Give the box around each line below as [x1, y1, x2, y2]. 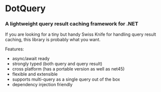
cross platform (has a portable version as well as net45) [12, 66, 125, 72]
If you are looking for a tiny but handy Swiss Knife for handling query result [5, 31, 157, 37]
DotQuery [5, 3, 46, 14]
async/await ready [12, 56, 50, 62]
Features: [5, 46, 24, 52]
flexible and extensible [12, 71, 58, 77]
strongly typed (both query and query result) [12, 61, 103, 67]
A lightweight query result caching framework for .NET [5, 21, 138, 27]
